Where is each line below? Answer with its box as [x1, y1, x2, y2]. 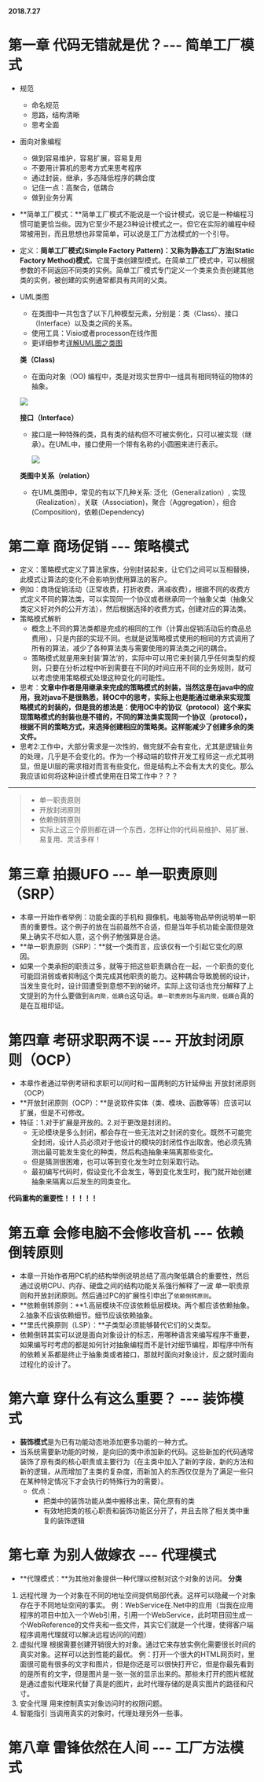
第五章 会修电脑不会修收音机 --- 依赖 [8, 1224, 244, 1242]
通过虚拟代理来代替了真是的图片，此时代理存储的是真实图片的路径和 [26, 1679, 247, 1688]
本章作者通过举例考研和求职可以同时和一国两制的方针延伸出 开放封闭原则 [19, 1078, 256, 1088]
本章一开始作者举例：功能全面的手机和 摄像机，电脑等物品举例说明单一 [19, 912, 249, 922]
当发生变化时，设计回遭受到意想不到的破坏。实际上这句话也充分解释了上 [19, 981, 254, 991]
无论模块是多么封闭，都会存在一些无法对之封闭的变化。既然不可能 [31, 1128, 245, 1137]
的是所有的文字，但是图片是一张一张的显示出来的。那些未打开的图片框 [19, 1670, 247, 1679]
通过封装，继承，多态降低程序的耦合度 [31, 173, 156, 182]
